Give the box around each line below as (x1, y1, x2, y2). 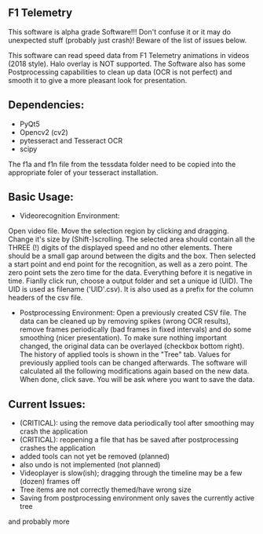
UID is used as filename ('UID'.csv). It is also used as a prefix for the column (8, 285, 254, 294)
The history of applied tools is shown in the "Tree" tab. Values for (19, 350, 231, 359)
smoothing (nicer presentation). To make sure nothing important (19, 333, 228, 343)
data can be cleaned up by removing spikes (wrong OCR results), (19, 317, 231, 326)
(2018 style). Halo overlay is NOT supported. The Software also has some (8, 59, 246, 68)
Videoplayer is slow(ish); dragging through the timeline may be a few (19, 468, 243, 478)
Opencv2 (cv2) (19, 127, 68, 136)
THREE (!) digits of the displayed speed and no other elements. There (8, 243, 233, 252)
